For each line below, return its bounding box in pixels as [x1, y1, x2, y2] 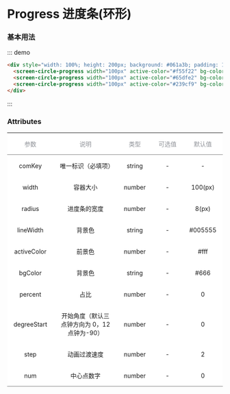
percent [19, 290, 42, 298]
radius [21, 204, 40, 212]
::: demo [7, 49, 31, 57]
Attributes [7, 116, 42, 126]
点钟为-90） [67, 329, 104, 337]
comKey [18, 162, 42, 170]
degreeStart [13, 320, 48, 328]
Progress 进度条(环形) [7, 6, 132, 22]
